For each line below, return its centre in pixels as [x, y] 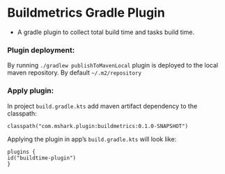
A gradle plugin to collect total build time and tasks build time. [106, 32]
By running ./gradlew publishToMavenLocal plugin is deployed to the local [113, 65]
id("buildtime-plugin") [42, 158]
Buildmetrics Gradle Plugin [86, 13]
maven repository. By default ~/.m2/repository [74, 73]
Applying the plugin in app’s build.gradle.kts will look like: [92, 139]
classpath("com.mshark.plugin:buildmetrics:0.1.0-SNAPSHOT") [98, 126]
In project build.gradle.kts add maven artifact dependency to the [102, 106]
